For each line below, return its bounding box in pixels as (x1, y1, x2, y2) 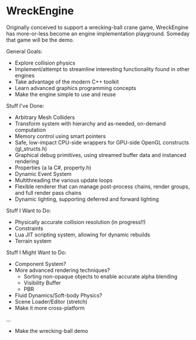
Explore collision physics (14, 59, 75, 66)
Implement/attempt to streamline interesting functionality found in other (14, 65, 190, 72)
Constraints (14, 224, 43, 232)
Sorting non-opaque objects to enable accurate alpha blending (23, 272, 178, 280)
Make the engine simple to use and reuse (14, 91, 116, 98)
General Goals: (6, 47, 43, 54)
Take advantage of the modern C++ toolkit (14, 78, 119, 85)
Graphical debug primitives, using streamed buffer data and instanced (14, 151, 186, 158)
